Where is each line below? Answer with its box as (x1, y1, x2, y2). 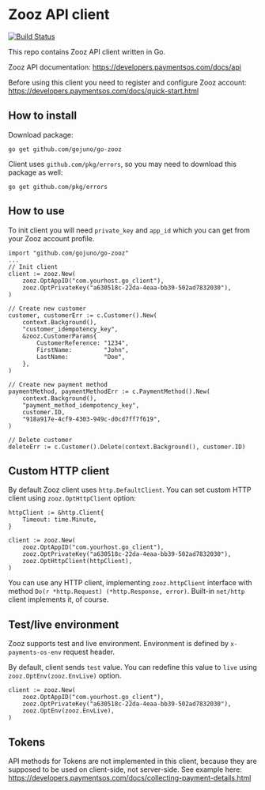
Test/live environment (8, 618, 119, 631)
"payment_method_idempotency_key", (22, 401, 140, 409)
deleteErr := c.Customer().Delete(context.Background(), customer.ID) (8, 443, 246, 451)
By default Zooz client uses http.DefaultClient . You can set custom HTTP (8, 485, 252, 495)
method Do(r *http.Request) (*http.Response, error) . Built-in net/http (8, 587, 245, 596)
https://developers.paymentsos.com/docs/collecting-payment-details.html (8, 773, 252, 782)
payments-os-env (8, 648, 62, 657)
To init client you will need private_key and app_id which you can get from (8, 225, 251, 235)
